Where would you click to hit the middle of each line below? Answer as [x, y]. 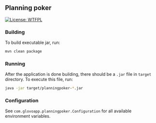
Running [15, 64]
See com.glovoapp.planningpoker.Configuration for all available [68, 111]
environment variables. [28, 116]
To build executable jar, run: [33, 42]
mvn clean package [23, 52]
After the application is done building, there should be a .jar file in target [78, 74]
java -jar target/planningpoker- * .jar [44, 88]
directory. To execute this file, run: [39, 80]
